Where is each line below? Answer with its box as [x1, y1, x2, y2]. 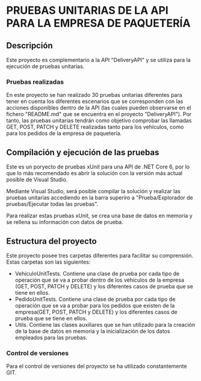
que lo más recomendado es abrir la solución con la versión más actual [6, 170, 182, 177]
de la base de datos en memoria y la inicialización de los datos [14, 327, 170, 335]
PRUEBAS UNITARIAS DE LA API [6, 4, 169, 17]
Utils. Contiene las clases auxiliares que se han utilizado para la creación [14, 321, 196, 328]
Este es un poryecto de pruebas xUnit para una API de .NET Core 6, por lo [6, 163, 190, 170]
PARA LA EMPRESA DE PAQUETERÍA [6, 16, 191, 30]
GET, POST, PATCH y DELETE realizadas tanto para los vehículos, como [6, 123, 184, 131]
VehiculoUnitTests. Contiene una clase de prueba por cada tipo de [14, 270, 180, 277]
